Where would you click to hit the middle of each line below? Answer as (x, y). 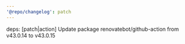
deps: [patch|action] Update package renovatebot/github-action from (92, 29)
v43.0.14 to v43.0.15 (31, 35)
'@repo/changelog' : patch (39, 12)
